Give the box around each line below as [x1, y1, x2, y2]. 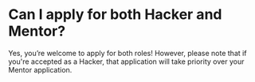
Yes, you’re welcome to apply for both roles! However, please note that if [8, 48, 247, 58]
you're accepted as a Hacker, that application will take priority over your [8, 57, 245, 66]
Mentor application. [8, 65, 73, 74]
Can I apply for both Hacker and [8, 6, 222, 24]
